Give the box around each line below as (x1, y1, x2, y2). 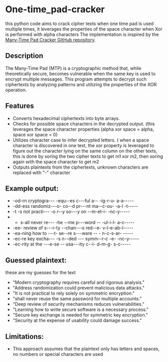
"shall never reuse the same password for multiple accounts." (12, 296, 142, 302)
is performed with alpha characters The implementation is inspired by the (5, 31, 159, 37)
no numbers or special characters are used (12, 351, 103, 357)
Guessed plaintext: (5, 256, 67, 264)
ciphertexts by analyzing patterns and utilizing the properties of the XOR (5, 81, 157, 87)
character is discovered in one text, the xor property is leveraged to (12, 142, 154, 149)
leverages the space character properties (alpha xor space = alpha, (12, 126, 154, 132)
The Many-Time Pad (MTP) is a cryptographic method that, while (5, 65, 142, 71)
